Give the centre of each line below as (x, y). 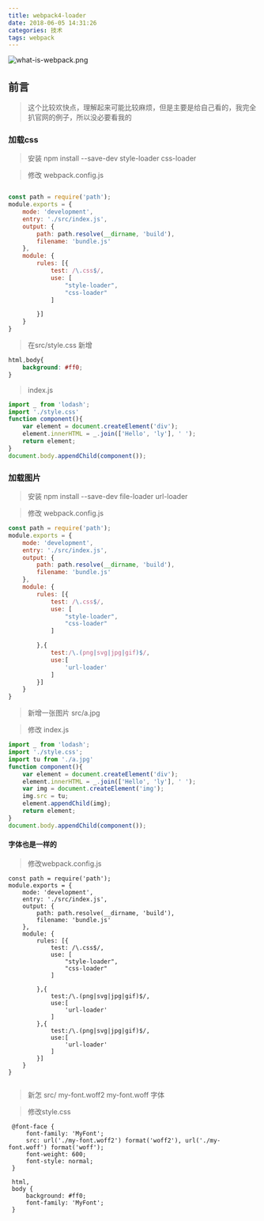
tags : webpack (32, 38)
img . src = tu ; (45, 796)
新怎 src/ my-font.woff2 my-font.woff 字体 (96, 1094)
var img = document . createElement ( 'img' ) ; (93, 789)
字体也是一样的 (32, 845)
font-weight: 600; (56, 1154)
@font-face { (33, 1126)
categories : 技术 (36, 30)
